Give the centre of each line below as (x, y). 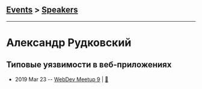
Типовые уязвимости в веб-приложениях (89, 65)
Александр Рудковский (69, 43)
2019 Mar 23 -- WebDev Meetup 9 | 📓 (62, 79)
